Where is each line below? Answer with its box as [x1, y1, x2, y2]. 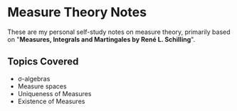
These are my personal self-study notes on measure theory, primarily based [7, 28, 231, 36]
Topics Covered [7, 56, 79, 68]
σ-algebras [17, 74, 51, 83]
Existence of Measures [17, 97, 85, 105]
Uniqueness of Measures [17, 89, 92, 98]
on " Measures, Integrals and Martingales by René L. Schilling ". [7, 35, 196, 43]
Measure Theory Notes [7, 4, 147, 21]
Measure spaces [17, 82, 67, 90]
